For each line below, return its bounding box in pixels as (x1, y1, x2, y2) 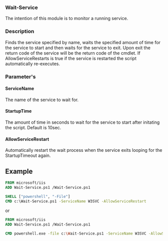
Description (5, 28, 34, 35)
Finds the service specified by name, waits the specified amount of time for (5, 39, 161, 45)
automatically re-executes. (5, 61, 60, 67)
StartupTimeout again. (5, 152, 51, 159)
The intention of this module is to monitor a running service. (5, 16, 128, 22)
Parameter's (5, 73, 36, 80)
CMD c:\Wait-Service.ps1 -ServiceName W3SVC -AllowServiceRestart (5, 198, 146, 204)
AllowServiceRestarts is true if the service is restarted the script (5, 55, 136, 61)
